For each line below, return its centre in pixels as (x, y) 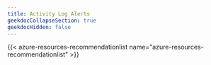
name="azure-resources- (166, 47)
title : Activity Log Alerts (49, 14)
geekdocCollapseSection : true (52, 20)
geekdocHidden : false (39, 27)
